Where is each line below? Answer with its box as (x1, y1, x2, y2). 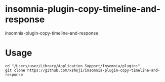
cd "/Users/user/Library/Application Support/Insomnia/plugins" (5, 63, 140, 68)
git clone (5, 68, 26, 73)
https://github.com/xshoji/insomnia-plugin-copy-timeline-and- (27, 68, 161, 73)
